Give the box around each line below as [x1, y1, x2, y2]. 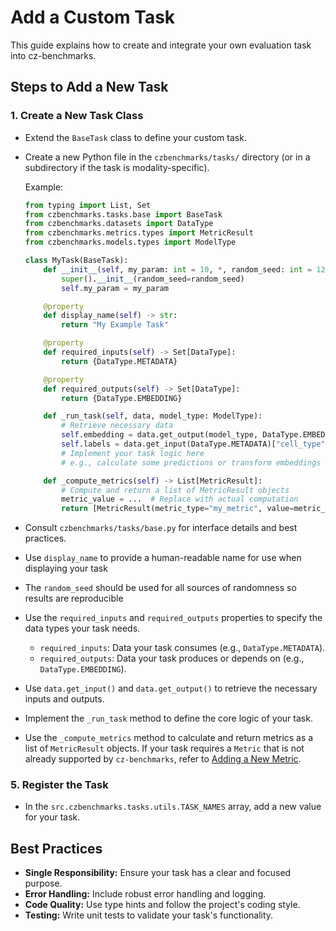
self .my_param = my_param [61, 283, 169, 293]
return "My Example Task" [61, 320, 169, 330]
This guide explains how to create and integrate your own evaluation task [10, 39, 312, 51]
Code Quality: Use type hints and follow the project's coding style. [24, 899, 301, 911]
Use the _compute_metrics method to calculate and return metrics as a [24, 732, 314, 744]
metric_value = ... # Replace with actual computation [61, 494, 299, 505]
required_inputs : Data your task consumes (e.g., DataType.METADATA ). [39, 642, 326, 654]
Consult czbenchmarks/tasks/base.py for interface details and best [24, 522, 298, 534]
